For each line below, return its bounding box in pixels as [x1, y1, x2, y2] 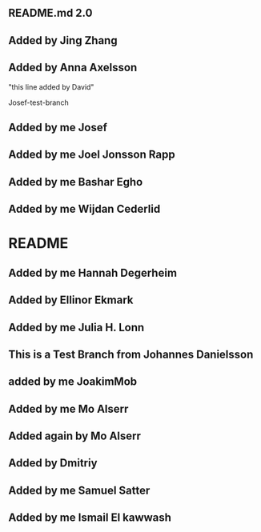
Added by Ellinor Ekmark [8, 294, 134, 307]
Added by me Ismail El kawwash [8, 511, 172, 525]
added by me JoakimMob [8, 375, 138, 389]
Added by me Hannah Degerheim [8, 266, 178, 279]
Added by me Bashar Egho [8, 175, 143, 189]
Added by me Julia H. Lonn [8, 320, 145, 334]
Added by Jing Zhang [8, 34, 118, 47]
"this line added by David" [8, 82, 94, 91]
